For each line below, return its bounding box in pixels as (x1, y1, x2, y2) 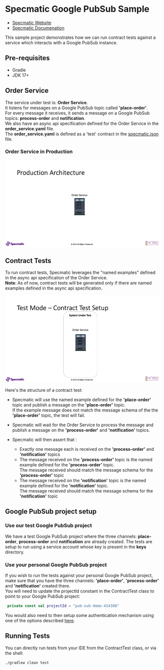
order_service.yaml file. (5, 125, 55, 131)
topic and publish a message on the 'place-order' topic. (12, 402, 126, 408)
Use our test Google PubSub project (5, 522, 92, 529)
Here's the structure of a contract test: (5, 387, 83, 393)
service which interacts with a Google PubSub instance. (5, 39, 118, 45)
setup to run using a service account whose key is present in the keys (5, 544, 147, 550)
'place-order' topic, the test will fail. (12, 412, 86, 418)
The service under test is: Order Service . (5, 99, 88, 105)
